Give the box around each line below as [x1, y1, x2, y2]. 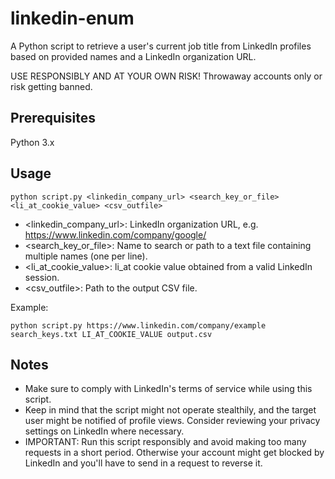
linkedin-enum [10, 7, 135, 30]
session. [24, 271, 60, 283]
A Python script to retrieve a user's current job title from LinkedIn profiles [10, 40, 312, 52]
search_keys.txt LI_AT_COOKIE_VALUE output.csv [10, 329, 213, 339]
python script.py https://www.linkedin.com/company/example [10, 320, 267, 331]
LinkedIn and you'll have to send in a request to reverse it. [24, 457, 263, 469]
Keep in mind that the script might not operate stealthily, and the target [24, 404, 317, 416]
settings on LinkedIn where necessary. [24, 425, 185, 437]
